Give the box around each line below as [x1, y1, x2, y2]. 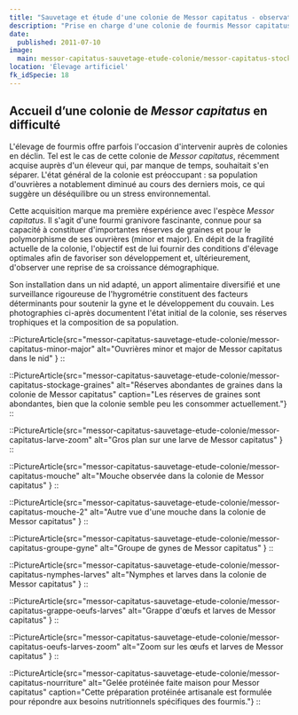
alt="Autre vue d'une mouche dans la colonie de [90, 507, 266, 517]
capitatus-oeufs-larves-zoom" [9, 640, 122, 652]
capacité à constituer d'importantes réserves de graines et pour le [9, 224, 251, 235]
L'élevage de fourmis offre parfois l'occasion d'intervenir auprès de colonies [9, 141, 288, 152]
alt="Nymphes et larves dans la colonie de [111, 569, 267, 579]
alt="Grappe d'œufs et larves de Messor [128, 605, 277, 616]
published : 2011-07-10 [17, 37, 101, 47]
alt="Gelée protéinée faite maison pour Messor [88, 677, 260, 687]
